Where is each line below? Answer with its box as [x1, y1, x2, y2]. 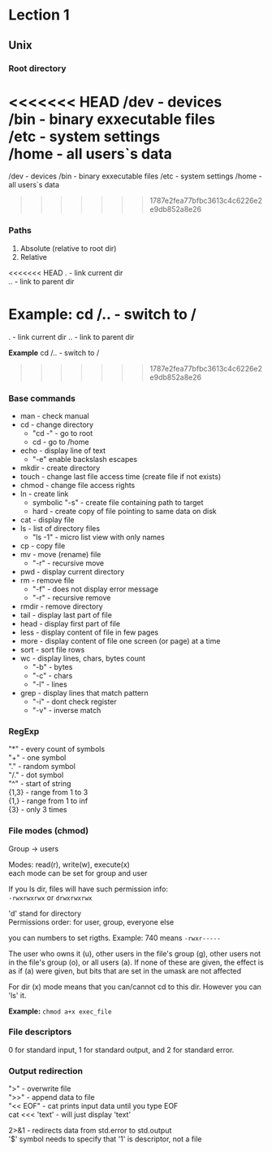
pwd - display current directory [19, 566, 125, 576]
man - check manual [19, 411, 89, 420]
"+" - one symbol [8, 753, 67, 763]
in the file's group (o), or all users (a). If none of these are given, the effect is [8, 957, 264, 967]
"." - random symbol [8, 762, 76, 772]
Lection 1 [8, 6, 71, 24]
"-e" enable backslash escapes [32, 454, 138, 464]
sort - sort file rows [19, 644, 85, 654]
